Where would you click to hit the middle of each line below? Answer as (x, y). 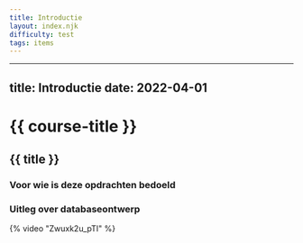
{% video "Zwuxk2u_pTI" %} (63, 229)
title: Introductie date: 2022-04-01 (108, 88)
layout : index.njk (44, 26)
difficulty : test (42, 34)
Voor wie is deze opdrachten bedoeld (92, 185)
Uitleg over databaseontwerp (75, 210)
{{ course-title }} (73, 126)
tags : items (32, 43)
